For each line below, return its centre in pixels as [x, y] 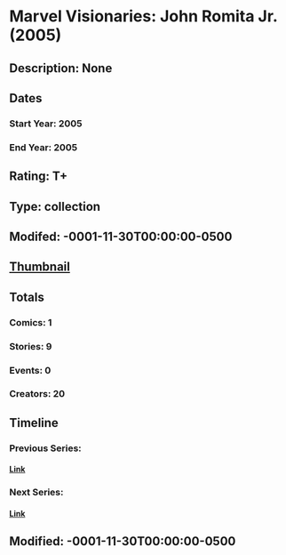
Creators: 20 [37, 394]
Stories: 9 [31, 346]
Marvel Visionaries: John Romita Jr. [143, 16]
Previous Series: [45, 448]
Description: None [61, 68]
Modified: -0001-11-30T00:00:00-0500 [123, 541]
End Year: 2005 [44, 147]
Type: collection [55, 206]
